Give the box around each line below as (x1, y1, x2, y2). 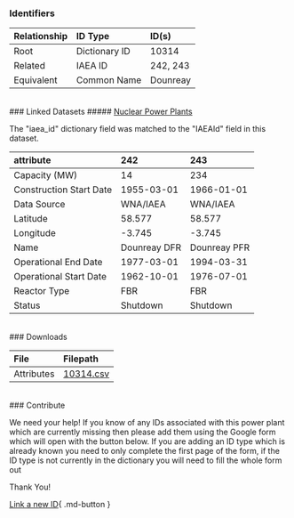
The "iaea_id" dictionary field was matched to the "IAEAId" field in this (9, 124, 266, 134)
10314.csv (63, 368, 110, 380)
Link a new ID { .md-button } (9, 499, 111, 510)
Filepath (63, 352, 99, 365)
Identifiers (9, 7, 55, 20)
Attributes (13, 368, 55, 380)
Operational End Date (13, 256, 103, 269)
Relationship (13, 30, 68, 43)
